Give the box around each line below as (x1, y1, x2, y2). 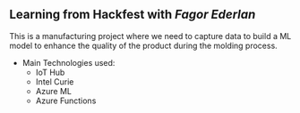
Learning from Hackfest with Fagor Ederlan (9, 7, 256, 22)
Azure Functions (35, 95, 97, 106)
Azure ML (35, 85, 72, 96)
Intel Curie (35, 76, 74, 87)
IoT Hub (35, 67, 65, 77)
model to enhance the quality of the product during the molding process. (9, 40, 278, 51)
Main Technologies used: (21, 57, 116, 68)
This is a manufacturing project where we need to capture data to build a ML (9, 30, 292, 41)
